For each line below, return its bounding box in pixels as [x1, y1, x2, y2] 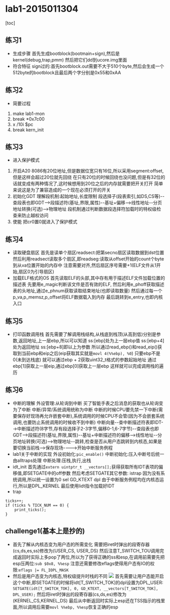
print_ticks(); [14, 507, 47, 512]
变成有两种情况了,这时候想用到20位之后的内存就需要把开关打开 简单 [21, 181, 163, 187]
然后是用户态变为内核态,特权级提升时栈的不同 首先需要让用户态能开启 [12, 573, 164, 579]
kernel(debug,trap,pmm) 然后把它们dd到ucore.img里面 [12, 56, 127, 63]
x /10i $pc [12, 121, 33, 127]
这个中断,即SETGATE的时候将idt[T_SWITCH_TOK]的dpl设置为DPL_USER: [12, 579, 163, 585]
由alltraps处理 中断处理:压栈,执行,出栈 [12, 457, 91, 463]
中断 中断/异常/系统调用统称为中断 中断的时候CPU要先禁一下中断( [21, 406, 159, 413]
